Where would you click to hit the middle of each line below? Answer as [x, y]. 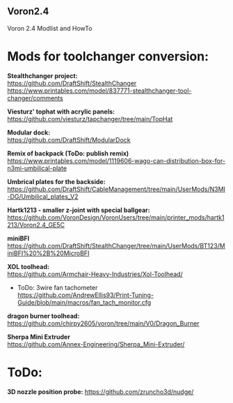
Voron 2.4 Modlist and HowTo [50, 28]
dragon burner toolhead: [43, 316]
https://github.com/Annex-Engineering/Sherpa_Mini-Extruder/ [96, 344]
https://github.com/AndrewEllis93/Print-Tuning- [86, 295]
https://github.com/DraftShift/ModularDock [69, 139]
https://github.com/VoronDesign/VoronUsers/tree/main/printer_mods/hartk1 [116, 217]
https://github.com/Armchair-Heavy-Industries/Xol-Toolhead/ [95, 274]
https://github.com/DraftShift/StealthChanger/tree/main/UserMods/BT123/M [116, 245]
